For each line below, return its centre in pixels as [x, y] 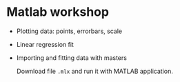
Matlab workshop [58, 12]
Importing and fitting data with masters [71, 58]
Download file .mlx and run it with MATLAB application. [94, 71]
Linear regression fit [45, 44]
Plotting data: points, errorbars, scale [69, 31]
